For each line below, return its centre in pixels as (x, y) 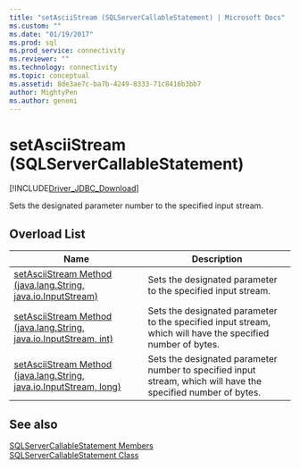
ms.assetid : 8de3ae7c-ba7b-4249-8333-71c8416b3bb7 (105, 84)
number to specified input (202, 370)
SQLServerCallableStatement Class (74, 455)
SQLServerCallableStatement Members (81, 445)
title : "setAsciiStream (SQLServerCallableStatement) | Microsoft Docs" (147, 17)
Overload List (47, 234)
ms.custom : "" (36, 26)
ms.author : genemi (43, 100)
